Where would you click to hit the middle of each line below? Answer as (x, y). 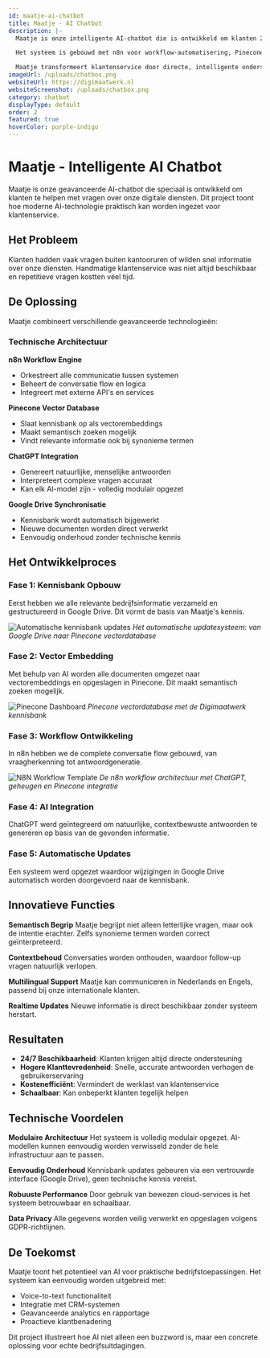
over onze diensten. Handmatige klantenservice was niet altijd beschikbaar (133, 268)
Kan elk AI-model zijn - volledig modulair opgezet (102, 488)
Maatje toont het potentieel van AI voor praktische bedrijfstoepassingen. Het (135, 1271)
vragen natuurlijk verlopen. (53, 965)
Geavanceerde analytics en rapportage (85, 1313)
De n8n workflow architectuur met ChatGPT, (173, 778)
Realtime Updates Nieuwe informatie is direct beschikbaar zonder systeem (133, 1006)
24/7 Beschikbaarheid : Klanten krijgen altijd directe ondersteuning (131, 1059)
